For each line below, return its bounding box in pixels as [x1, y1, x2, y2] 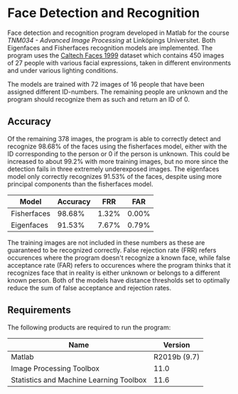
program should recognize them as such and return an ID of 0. [7, 94, 190, 104]
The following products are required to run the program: [7, 323, 171, 332]
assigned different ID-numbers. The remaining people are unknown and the [7, 87, 229, 96]
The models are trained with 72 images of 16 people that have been [7, 80, 205, 88]
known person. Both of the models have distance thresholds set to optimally [7, 275, 230, 285]
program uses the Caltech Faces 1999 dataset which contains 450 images [7, 51, 225, 60]
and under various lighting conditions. [7, 66, 119, 75]
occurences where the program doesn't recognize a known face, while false [7, 253, 231, 262]
